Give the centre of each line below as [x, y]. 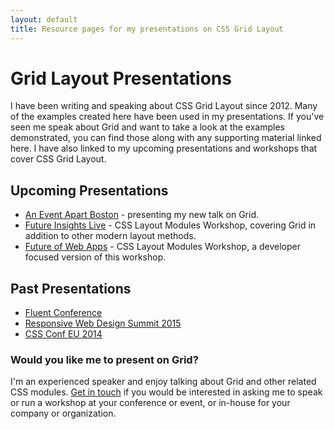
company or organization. [63, 413]
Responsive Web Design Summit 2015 [103, 323]
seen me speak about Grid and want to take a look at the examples [147, 127]
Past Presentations [71, 288]
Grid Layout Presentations [121, 78]
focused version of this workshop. [95, 257]
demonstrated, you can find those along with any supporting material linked [166, 138]
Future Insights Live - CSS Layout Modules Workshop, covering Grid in [170, 225]
